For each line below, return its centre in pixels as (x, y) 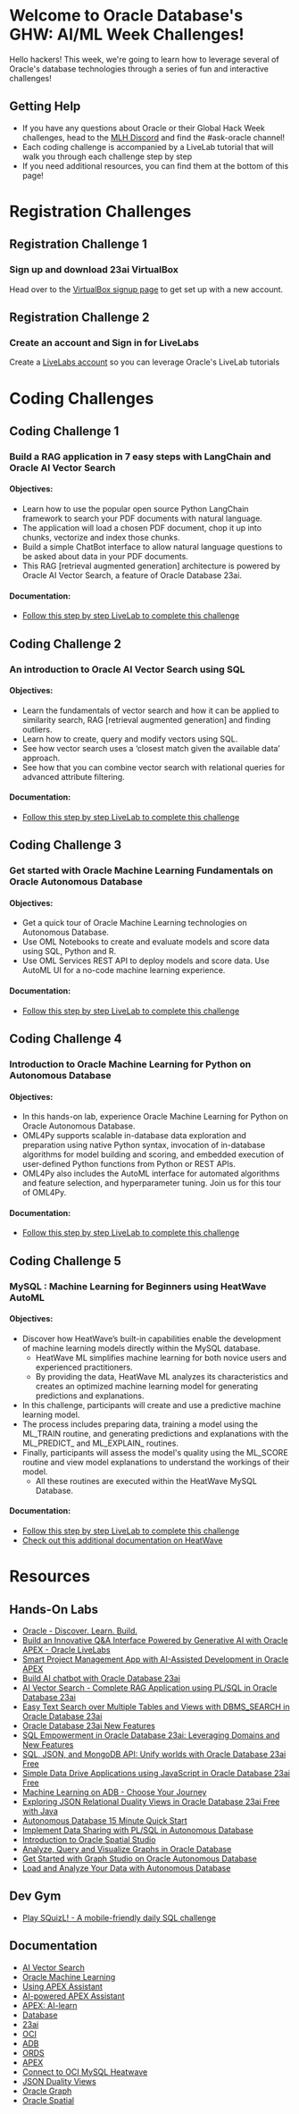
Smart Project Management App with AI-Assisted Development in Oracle (155, 1659)
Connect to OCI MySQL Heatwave (85, 2072)
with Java (40, 1811)
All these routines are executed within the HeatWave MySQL (146, 1481)
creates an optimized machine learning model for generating (147, 1386)
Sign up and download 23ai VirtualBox (94, 270)
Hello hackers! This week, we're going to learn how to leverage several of (144, 59)
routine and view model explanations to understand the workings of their (156, 1462)
